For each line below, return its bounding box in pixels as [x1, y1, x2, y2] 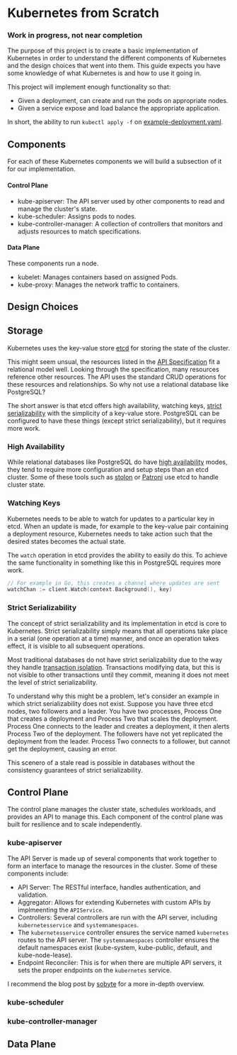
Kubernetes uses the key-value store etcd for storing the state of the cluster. [7, 343, 231, 352]
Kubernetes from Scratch [7, 5, 159, 21]
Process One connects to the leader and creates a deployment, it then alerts [7, 722, 230, 730]
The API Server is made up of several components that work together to [7, 854, 217, 863]
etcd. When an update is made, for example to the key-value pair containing [7, 521, 229, 530]
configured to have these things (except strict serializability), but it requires [7, 416, 226, 425]
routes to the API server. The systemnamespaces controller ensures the [17, 935, 220, 944]
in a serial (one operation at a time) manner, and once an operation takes [7, 634, 219, 643]
